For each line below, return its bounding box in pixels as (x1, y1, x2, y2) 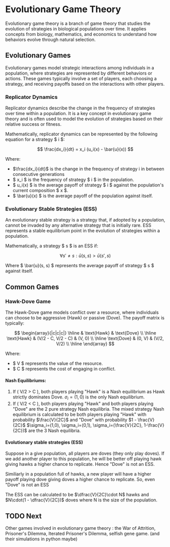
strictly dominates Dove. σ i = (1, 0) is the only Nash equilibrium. (12, 394, 145, 402)
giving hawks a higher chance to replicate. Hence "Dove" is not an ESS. (5, 461, 155, 467)
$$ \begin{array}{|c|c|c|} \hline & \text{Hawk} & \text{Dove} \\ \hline (14, 330, 156, 336)
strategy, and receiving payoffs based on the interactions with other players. (5, 81, 165, 87)
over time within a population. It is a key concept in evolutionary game (5, 111, 151, 117)
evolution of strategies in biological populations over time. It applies (5, 25, 147, 31)
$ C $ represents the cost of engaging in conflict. (12, 366, 116, 372)
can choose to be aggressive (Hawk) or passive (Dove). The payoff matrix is (5, 315, 165, 321)
